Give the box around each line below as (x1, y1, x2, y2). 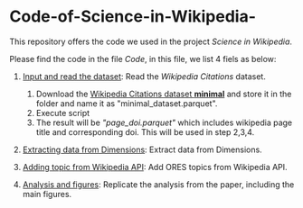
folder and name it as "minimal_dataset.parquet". (35, 97, 218, 109)
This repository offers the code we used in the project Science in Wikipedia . (9, 36, 292, 47)
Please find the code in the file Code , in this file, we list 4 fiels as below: (9, 53, 277, 64)
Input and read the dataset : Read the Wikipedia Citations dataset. (22, 70, 267, 82)
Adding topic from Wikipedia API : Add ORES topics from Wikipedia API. (22, 161, 288, 172)
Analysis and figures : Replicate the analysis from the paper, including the (22, 178, 295, 190)
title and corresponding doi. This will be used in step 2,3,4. (35, 126, 255, 137)
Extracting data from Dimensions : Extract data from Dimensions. (22, 144, 262, 155)
